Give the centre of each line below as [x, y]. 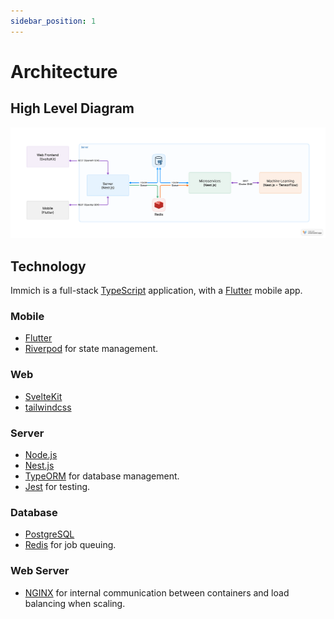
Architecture [64, 71]
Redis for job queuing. [70, 545]
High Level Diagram [72, 108]
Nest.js [39, 465]
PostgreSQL [49, 534]
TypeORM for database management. [102, 476]
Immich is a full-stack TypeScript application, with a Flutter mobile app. [156, 291]
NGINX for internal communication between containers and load [157, 592]
